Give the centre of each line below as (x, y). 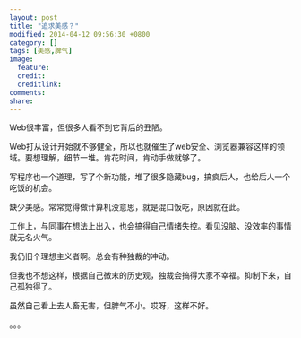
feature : (34, 68)
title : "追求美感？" (44, 26)
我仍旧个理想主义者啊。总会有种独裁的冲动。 (92, 256)
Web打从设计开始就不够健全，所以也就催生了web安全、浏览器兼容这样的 (143, 147)
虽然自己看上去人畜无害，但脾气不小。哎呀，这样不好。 (111, 306)
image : (21, 59)
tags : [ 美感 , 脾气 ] (41, 51)
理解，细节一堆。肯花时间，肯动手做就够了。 (123, 158)
